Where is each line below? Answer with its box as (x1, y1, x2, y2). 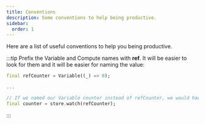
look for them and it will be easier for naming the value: (6, 61, 145, 68)
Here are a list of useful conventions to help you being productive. (6, 43, 173, 50)
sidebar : (6, 20, 29, 26)
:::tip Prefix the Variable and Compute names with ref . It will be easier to (6, 54, 187, 62)
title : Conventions (6, 9, 56, 15)
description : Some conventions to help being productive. (6, 15, 157, 21)
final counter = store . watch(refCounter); (6, 100, 116, 107)
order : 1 (12, 26, 34, 32)
